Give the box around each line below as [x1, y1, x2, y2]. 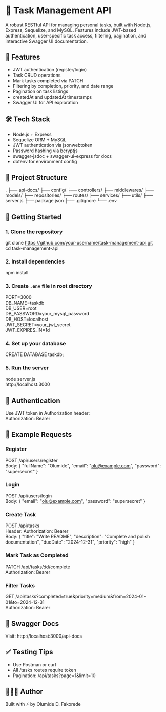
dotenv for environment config [12, 158, 77, 164]
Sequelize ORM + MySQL [12, 136, 67, 143]
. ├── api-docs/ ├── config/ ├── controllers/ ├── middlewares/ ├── [5, 187, 154, 193]
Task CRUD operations [12, 72, 61, 78]
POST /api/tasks [5, 522, 40, 529]
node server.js [5, 376, 36, 382]
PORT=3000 [5, 294, 32, 300]
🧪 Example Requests [5, 430, 72, 439]
